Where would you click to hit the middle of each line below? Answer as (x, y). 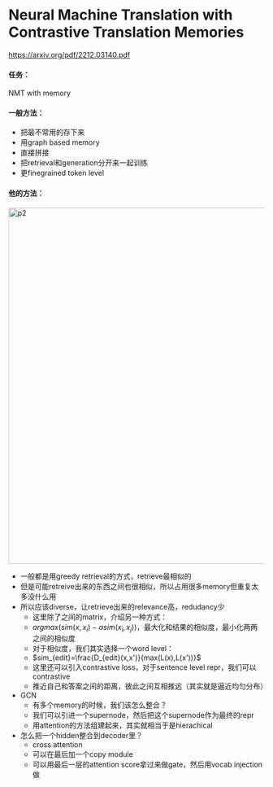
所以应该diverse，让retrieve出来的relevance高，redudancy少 (122, 606)
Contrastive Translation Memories (126, 32)
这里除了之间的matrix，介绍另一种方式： (100, 617)
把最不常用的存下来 (52, 133)
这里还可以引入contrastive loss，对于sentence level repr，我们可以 (144, 667)
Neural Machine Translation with (121, 15)
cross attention (57, 745)
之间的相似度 (54, 638)
